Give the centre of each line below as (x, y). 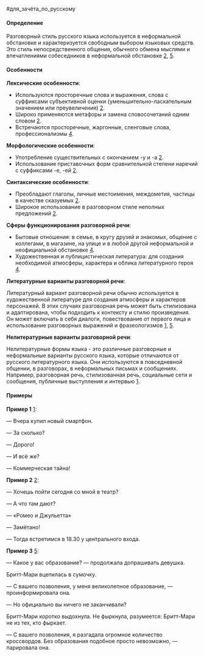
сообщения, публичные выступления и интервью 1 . (73, 382)
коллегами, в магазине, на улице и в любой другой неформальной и (104, 244)
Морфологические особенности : (51, 146)
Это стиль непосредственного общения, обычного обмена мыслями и (98, 49)
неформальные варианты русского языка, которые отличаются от (93, 355)
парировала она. (28, 647)
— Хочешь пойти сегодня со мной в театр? (62, 492)
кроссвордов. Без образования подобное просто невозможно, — (92, 641)
